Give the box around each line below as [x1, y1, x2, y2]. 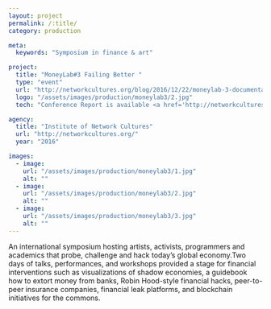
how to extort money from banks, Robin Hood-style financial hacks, [8, 275, 233, 286]
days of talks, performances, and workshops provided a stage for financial [8, 258, 256, 268]
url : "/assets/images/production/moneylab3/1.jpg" [23, 167, 197, 175]
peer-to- [234, 275, 263, 286]
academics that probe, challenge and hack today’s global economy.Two [8, 250, 246, 260]
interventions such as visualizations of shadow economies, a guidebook [8, 267, 248, 277]
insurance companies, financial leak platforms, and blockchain [25, 284, 233, 294]
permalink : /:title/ [8, 19, 78, 27]
